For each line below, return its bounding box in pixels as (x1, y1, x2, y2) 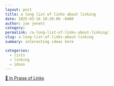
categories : (5, 48, 30, 53)
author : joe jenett (5, 21, 45, 26)
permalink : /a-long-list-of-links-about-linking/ (5, 30, 110, 35)
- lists (9, 53, 26, 57)
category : (5, 26, 26, 30)
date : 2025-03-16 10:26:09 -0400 (5, 16, 74, 21)
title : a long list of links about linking (5, 12, 96, 17)
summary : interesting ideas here (5, 39, 74, 44)
